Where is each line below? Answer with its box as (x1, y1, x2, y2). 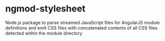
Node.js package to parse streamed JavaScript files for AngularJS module (5, 19, 160, 25)
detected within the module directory (5, 30, 82, 36)
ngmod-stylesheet (5, 3, 86, 14)
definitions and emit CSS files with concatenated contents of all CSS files (5, 24, 158, 30)
